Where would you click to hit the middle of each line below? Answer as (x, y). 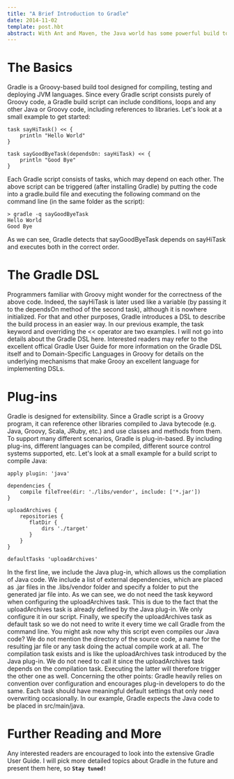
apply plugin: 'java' (39, 474)
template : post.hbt (36, 27)
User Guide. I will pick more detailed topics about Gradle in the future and (112, 761)
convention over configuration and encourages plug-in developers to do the (116, 684)
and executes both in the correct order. (63, 247)
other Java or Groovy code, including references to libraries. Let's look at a (115, 110)
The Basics (40, 68)
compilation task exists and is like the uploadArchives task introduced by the (117, 654)
